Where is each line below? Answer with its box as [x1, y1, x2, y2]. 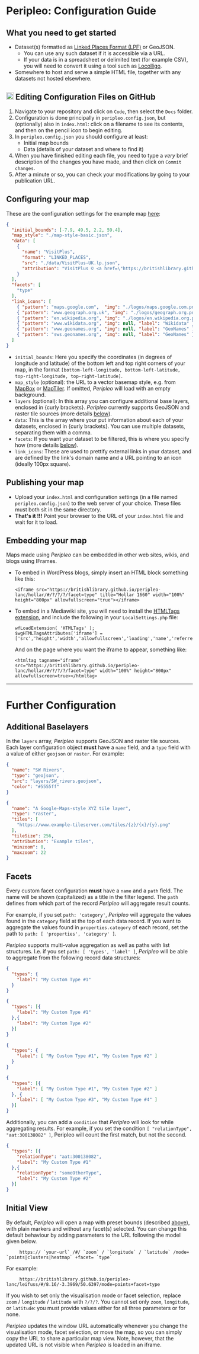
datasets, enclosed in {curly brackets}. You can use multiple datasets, [14, 422, 185, 430]
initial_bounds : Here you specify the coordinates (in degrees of [14, 353, 172, 360]
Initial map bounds [23, 139, 69, 146]
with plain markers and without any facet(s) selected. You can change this [6, 1225, 187, 1232]
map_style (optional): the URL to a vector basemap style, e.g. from [14, 378, 176, 386]
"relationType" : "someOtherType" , [17, 1170, 102, 1176]
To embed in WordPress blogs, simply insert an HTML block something [14, 569, 188, 576]
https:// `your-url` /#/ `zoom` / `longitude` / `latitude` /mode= [19, 1249, 190, 1255]
